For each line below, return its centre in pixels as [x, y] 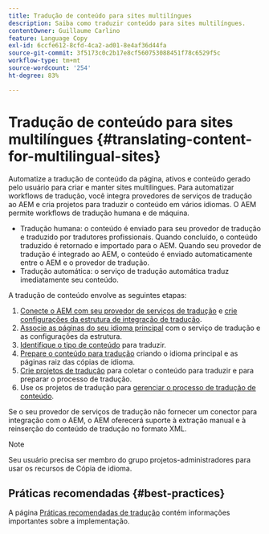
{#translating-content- [174, 139]
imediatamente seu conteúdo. [69, 279]
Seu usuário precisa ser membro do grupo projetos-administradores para [130, 459]
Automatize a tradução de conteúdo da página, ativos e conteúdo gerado [129, 178]
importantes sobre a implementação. [69, 521]
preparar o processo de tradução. [76, 379]
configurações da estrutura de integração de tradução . [111, 319]
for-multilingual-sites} [85, 156]
